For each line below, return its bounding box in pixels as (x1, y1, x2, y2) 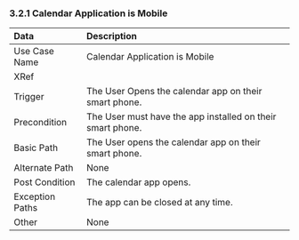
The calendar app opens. (85, 176, 191, 188)
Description (85, 30, 138, 43)
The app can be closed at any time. (85, 196, 233, 209)
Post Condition (13, 176, 76, 188)
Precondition (13, 116, 68, 129)
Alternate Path (13, 162, 74, 174)
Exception (13, 190, 56, 203)
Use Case (13, 45, 55, 58)
